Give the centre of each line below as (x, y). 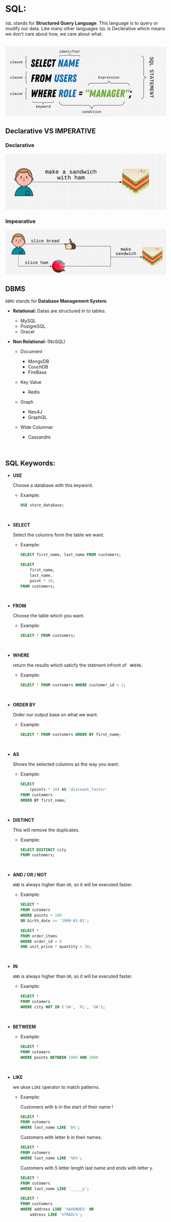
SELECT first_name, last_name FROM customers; (71, 555)
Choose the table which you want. (48, 616)
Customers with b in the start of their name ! (67, 1106)
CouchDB (38, 367)
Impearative (20, 221)
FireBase (37, 372)
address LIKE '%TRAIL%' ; (56, 1215)
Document (31, 352)
